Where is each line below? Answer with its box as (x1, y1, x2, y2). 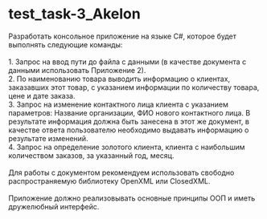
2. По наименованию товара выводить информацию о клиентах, (8, 74, 231, 83)
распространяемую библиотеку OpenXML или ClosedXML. (8, 176, 211, 185)
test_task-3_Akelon (8, 5, 141, 23)
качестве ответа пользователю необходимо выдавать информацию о (8, 125, 249, 135)
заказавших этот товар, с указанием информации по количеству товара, (8, 82, 260, 92)
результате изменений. (8, 133, 88, 143)
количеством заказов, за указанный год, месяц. (8, 150, 175, 160)
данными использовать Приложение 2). (8, 65, 146, 75)
